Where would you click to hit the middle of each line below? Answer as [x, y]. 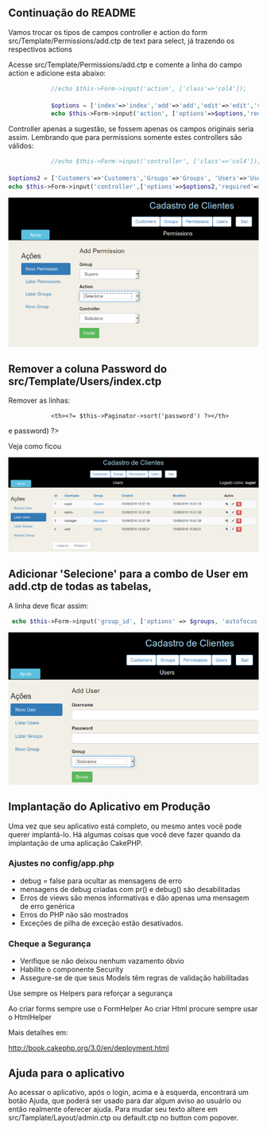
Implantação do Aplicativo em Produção [109, 807]
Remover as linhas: [39, 400]
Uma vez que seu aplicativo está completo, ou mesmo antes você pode [125, 826]
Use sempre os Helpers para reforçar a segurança [91, 993]
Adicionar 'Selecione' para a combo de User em [128, 574]
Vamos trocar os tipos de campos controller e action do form [108, 32]
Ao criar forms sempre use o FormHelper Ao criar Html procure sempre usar [133, 1009]
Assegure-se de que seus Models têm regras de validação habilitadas [134, 978]
